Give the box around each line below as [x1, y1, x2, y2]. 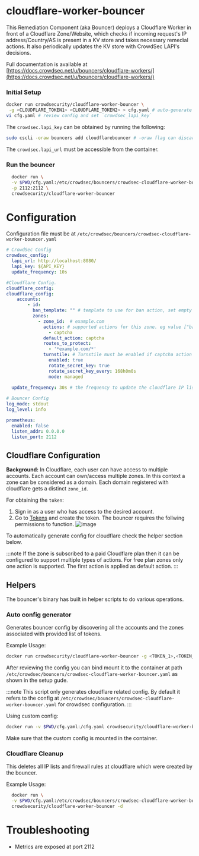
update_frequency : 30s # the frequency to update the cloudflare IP [11, 385, 184, 391]
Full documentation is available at [6, 61, 88, 68]
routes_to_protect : [43, 341, 92, 347]
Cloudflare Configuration [6, 450, 101, 460]
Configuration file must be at [6, 230, 76, 237]
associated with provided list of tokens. [6, 630, 102, 637]
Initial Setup [6, 88, 41, 96]
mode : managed [48, 373, 84, 380]
